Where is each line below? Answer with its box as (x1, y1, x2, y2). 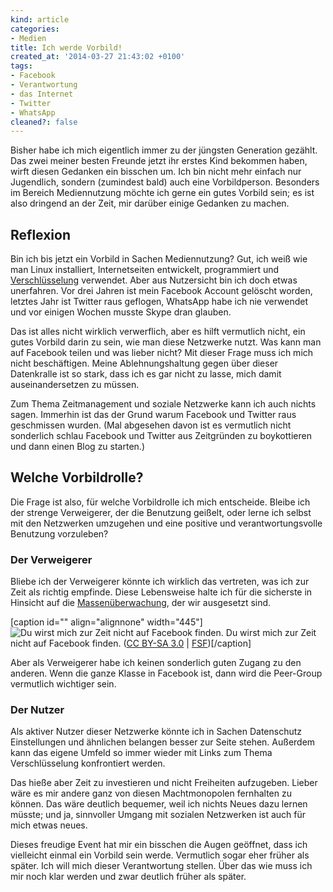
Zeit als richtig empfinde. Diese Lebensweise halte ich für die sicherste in (10, 586, 313, 598)
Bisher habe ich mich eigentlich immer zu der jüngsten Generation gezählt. (10, 144, 318, 156)
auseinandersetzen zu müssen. (10, 379, 140, 391)
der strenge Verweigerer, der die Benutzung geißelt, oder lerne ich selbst (10, 506, 312, 518)
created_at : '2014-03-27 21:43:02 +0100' (10, 52, 186, 62)
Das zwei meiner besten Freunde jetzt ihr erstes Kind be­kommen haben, (10, 155, 308, 167)
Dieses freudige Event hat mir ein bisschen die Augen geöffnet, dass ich (10, 839, 308, 851)
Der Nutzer (10, 703, 65, 717)
